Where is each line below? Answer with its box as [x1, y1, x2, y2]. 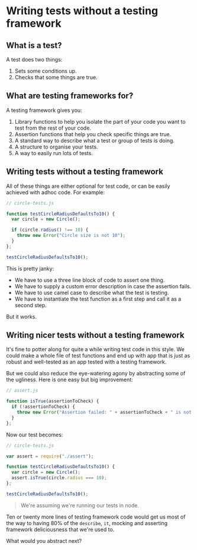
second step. [14, 301, 47, 308]
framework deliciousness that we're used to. [6, 526, 115, 533]
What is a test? [6, 40, 62, 50]
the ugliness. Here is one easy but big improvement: [6, 376, 133, 383]
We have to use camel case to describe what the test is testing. [14, 289, 169, 296]
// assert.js [6, 388, 38, 394]
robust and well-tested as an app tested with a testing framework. [6, 358, 167, 365]
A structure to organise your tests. [14, 143, 99, 150]
